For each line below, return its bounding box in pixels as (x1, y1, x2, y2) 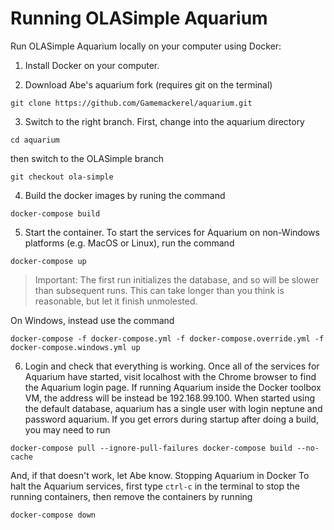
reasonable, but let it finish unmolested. (34, 295, 198, 307)
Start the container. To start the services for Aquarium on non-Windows (24, 226, 320, 238)
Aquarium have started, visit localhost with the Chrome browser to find (24, 370, 317, 382)
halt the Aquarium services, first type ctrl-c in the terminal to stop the (10, 480, 301, 492)
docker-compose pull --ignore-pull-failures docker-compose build (10, 443, 293, 453)
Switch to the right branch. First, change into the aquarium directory (24, 115, 305, 127)
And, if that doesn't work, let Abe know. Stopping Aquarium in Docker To (10, 469, 310, 481)
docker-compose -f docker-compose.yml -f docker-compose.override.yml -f (10, 333, 325, 344)
